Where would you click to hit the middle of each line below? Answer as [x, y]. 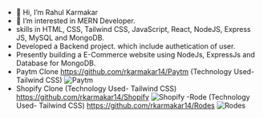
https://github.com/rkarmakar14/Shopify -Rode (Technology [133, 97]
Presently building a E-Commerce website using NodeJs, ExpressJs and [135, 55]
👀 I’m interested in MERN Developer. [76, 21]
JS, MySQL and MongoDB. [60, 37]
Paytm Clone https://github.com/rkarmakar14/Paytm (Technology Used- [135, 71]
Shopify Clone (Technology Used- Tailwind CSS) [96, 88]
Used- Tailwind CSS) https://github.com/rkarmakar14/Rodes [115, 105]
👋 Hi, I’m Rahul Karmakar [57, 12]
